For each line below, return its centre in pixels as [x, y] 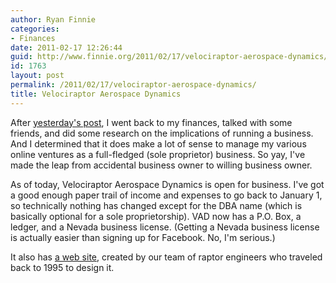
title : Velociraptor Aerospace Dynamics [96, 94]
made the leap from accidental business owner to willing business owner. [161, 165]
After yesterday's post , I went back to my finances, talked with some [151, 122]
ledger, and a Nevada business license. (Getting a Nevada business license [165, 227]
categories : [35, 29]
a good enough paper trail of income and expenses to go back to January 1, [166, 195]
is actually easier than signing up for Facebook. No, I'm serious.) [143, 237]
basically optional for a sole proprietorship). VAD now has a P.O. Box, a [156, 216]
